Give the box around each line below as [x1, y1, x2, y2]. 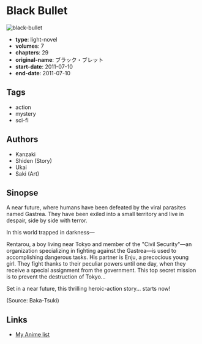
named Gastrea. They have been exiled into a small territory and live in [6, 211, 184, 218]
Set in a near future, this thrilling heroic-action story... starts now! [6, 285, 171, 293]
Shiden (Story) [15, 157, 52, 164]
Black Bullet [6, 4, 68, 18]
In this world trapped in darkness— [6, 229, 95, 236]
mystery [15, 110, 37, 117]
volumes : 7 [15, 42, 44, 50]
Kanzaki [15, 151, 36, 158]
